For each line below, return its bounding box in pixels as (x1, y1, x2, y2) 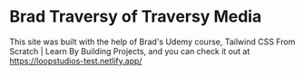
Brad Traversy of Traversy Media (9, 6, 262, 27)
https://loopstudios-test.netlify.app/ (9, 55, 142, 66)
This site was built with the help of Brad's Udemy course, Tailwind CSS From (9, 36, 296, 47)
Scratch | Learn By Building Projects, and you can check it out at (9, 45, 250, 56)
